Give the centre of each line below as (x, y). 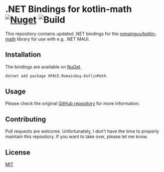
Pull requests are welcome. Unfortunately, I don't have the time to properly (82, 131)
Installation (23, 55)
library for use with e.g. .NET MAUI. (53, 39)
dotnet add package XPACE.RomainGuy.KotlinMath (56, 76)
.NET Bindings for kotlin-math (68, 9)
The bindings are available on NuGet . (43, 66)
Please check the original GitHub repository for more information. (73, 103)
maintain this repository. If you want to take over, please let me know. (76, 136)
